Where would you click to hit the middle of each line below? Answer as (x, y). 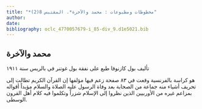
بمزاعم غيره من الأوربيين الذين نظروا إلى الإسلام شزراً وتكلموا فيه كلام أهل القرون (99, 93)
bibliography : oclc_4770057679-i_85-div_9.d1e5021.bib (78, 29)
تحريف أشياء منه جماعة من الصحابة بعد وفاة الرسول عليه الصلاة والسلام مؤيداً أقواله (101, 86)
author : (16, 18)
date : (13, 23)
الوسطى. (17, 100)
